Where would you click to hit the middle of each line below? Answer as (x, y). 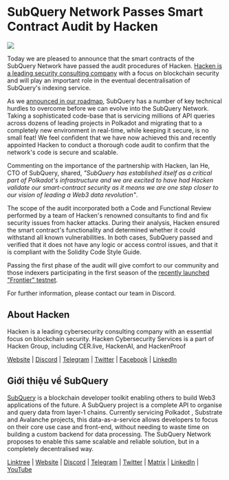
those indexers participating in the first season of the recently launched (108, 272)
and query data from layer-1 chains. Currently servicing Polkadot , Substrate (115, 412)
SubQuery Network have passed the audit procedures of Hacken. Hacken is (115, 65)
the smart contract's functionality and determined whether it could (101, 230)
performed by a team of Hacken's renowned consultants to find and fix (108, 215)
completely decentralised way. (51, 448)
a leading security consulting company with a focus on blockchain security (113, 73)
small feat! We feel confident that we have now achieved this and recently (112, 138)
